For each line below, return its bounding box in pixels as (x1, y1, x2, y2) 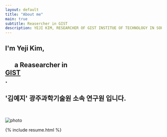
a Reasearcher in (14, 60, 68, 69)
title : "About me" (5, 12, 43, 17)
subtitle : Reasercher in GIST (5, 21, 68, 26)
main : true (5, 16, 28, 21)
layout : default (5, 7, 39, 12)
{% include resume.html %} (5, 127, 62, 133)
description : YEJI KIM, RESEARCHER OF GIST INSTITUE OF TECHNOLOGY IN (5, 26, 155, 31)
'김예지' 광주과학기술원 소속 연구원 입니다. (5, 94, 126, 103)
